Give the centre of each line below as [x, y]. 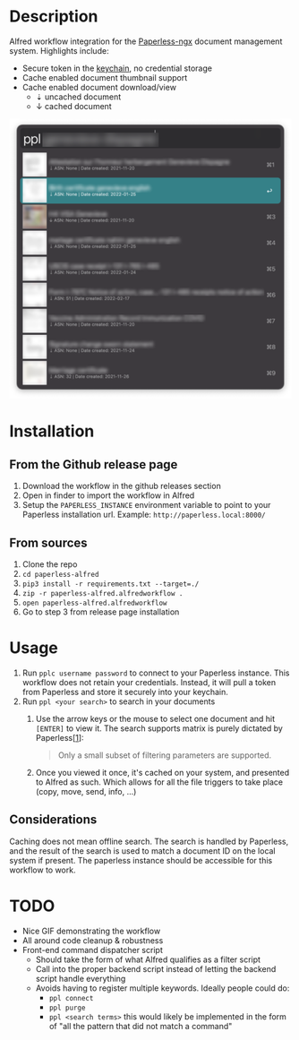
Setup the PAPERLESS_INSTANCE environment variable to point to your [146, 505]
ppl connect [71, 998]
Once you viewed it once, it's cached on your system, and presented [162, 773]
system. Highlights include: [59, 50]
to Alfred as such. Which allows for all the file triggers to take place [159, 782]
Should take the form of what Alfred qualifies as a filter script [148, 959]
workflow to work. [43, 870]
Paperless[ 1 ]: [60, 738]
